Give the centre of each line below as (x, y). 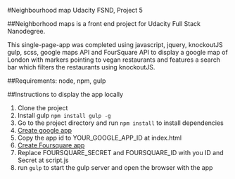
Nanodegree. (26, 31)
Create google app (45, 130)
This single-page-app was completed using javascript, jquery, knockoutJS (115, 45)
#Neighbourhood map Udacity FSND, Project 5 (75, 10)
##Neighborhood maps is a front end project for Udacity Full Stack (104, 24)
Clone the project (43, 108)
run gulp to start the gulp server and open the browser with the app (115, 167)
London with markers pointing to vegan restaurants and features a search (114, 60)
